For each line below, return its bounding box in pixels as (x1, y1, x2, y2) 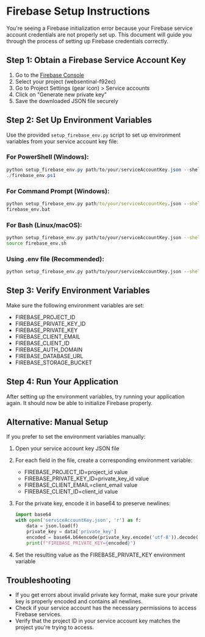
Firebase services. (15, 611, 62, 618)
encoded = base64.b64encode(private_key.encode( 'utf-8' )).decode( (26, 534, 199, 541)
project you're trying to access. (15, 624, 95, 631)
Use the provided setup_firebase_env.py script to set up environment (6, 131, 181, 139)
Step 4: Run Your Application (6, 376, 119, 387)
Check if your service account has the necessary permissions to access (15, 604, 197, 611)
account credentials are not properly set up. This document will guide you (6, 31, 192, 38)
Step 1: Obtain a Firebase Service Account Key (6, 55, 186, 65)
